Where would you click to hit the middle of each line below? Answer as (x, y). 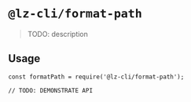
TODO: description (58, 34)
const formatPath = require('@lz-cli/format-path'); (96, 77)
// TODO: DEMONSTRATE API (50, 90)
